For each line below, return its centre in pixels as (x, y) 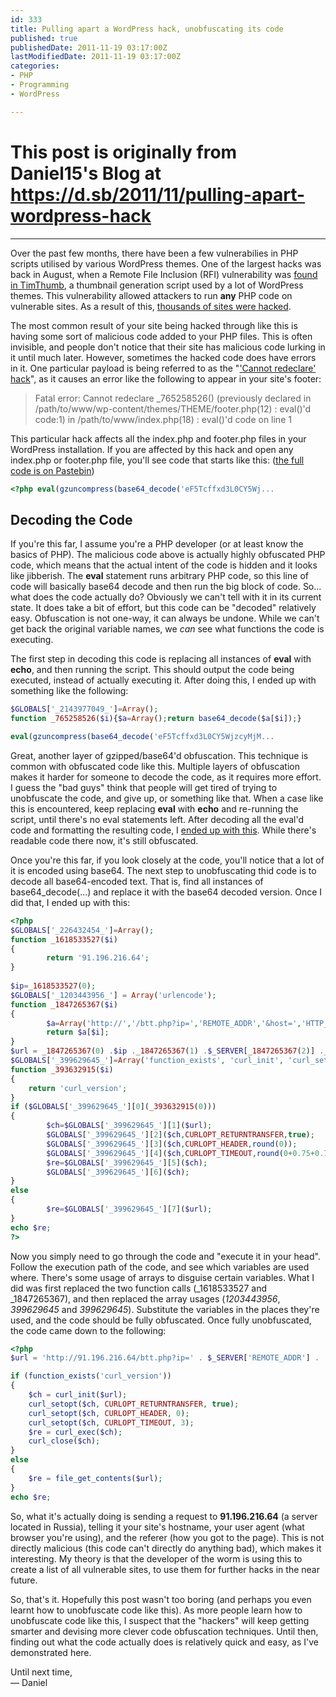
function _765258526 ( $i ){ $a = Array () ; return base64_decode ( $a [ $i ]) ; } (156, 719)
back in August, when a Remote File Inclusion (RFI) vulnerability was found (164, 274)
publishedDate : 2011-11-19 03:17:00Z (89, 47)
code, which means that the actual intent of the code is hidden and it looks (164, 565)
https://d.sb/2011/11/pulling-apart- (158, 194)
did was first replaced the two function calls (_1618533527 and (138, 1288)
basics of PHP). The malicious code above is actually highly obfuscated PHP (168, 555)
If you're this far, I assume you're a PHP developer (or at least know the (157, 544)
